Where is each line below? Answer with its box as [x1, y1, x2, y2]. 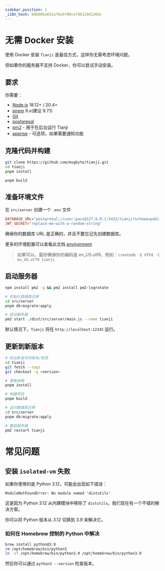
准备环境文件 [5, 193, 44, 201]
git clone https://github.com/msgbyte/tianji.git [5, 160, 109, 165]
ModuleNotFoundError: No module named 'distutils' [5, 491, 111, 496]
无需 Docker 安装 [5, 35, 74, 46]
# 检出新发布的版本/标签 [5, 356, 49, 360]
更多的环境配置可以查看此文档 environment [5, 241, 92, 247]
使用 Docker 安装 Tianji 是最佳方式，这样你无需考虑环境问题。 [5, 52, 133, 58]
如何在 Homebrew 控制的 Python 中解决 [5, 531, 100, 537]
